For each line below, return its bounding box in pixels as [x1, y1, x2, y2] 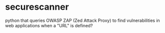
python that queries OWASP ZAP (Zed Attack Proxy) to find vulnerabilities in [5, 17, 160, 23]
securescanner [5, 1, 69, 13]
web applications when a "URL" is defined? [5, 22, 93, 28]
